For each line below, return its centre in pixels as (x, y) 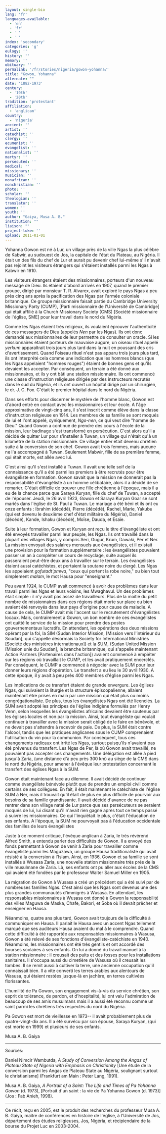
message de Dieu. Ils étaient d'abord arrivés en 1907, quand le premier (77, 285)
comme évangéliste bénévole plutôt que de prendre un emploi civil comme (81, 784)
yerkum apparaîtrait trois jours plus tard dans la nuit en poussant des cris (80, 348)
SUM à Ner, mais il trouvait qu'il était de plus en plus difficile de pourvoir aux (83, 794)
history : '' (17, 56)
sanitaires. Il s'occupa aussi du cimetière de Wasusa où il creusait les (75, 960)
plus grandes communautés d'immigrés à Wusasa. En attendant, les (74, 892)
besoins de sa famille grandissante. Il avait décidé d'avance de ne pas (76, 800)
